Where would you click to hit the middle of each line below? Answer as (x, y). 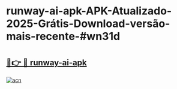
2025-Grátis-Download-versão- (88, 24)
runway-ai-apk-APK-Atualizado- (89, 11)
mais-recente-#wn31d (63, 36)
